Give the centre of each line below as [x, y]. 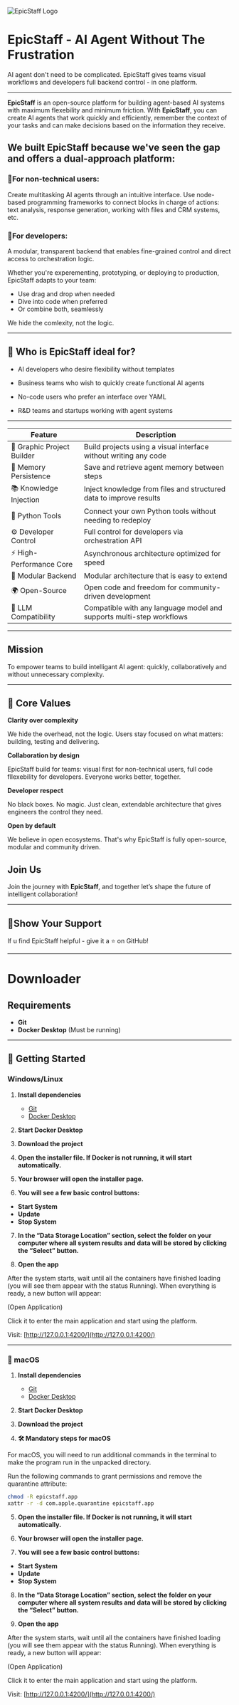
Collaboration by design [43, 755]
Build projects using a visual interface [146, 446]
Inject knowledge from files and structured [155, 489]
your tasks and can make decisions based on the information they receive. [117, 125]
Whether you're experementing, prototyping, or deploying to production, [113, 272]
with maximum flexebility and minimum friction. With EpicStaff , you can [112, 110]
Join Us [25, 870]
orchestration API [113, 540]
